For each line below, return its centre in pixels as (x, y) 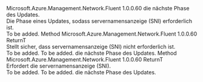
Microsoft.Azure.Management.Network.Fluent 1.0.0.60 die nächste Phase (98, 8)
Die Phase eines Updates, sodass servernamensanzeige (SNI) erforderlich (99, 21)
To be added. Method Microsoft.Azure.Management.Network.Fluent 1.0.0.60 (102, 34)
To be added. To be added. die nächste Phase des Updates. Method (92, 53)
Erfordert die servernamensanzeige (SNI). (59, 66)
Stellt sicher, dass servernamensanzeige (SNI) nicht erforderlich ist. (91, 47)
